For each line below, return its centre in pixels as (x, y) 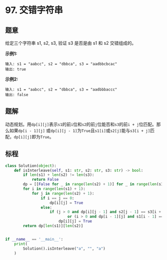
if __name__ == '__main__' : (34, 239)
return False (45, 180)
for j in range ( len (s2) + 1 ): (63, 193)
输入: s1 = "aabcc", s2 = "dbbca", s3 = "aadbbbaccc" (61, 90)
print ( (21, 244)
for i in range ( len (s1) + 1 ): (54, 189)
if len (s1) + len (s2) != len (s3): (59, 175)
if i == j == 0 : (57, 198)
